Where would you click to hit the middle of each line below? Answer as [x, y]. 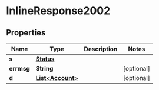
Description [101, 49]
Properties [26, 33]
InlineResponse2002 [58, 11]
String [44, 69]
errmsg [20, 69]
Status [45, 59]
